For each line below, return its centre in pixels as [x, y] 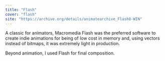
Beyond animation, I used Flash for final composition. [60, 53]
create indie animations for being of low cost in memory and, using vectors [82, 38]
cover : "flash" [21, 14]
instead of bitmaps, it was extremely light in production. [63, 44]
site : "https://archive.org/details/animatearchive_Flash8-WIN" [74, 19]
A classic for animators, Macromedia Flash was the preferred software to [80, 33]
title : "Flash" [21, 10]
